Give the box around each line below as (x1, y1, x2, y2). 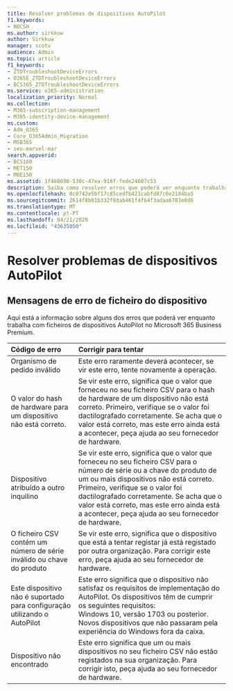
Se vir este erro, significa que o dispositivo (78, 528, 217, 538)
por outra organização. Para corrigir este (78, 545, 211, 555)
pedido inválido (10, 365, 61, 374)
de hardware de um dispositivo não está (78, 393, 209, 403)
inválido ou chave (10, 554, 68, 564)
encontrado (10, 659, 49, 669)
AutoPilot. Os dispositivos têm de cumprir (78, 592, 214, 602)
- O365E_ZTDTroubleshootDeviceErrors (7, 74, 116, 82)
